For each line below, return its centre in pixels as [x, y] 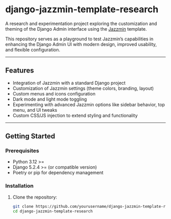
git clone [23, 206]
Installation [20, 186]
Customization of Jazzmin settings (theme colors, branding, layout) [83, 88]
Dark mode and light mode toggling [50, 99]
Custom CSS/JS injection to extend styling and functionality [75, 115]
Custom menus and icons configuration [54, 93]
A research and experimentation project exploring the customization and [81, 23]
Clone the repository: [35, 197]
